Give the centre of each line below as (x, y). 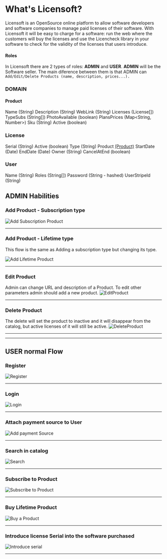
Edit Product (20, 277)
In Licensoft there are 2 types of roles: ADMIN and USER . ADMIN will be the (83, 67)
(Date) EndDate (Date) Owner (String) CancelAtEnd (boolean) (68, 151)
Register (16, 366)
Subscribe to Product (31, 479)
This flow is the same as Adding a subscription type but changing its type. (81, 249)
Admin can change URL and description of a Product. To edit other (73, 287)
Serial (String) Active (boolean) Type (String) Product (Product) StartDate (80, 146)
